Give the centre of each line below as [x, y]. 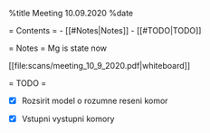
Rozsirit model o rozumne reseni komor [95, 100]
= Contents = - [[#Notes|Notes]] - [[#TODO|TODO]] [105, 30]
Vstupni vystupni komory [68, 119]
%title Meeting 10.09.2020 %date [71, 13]
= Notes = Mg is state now [58, 48]
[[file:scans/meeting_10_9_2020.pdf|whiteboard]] [100, 66]
